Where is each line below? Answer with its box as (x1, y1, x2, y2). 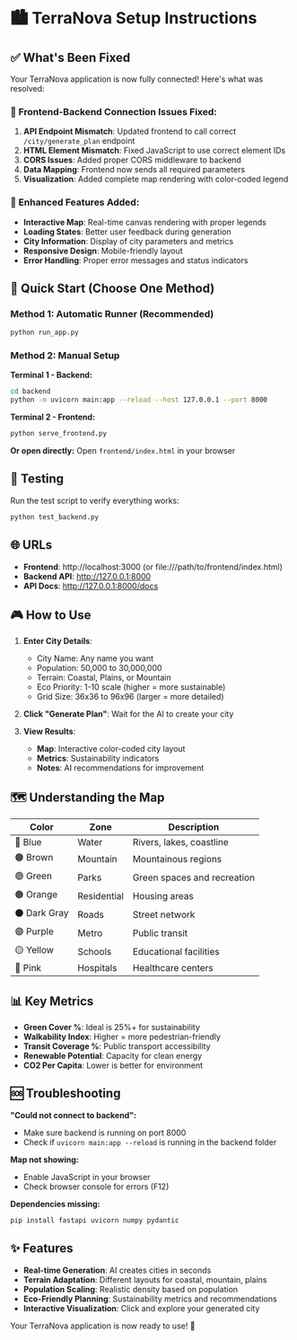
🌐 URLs (10, 537, 53, 553)
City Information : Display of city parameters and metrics (22, 235, 234, 246)
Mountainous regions (132, 852, 223, 865)
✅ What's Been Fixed (10, 49, 131, 65)
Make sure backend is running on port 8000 (22, 1127, 187, 1138)
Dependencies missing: (10, 1198, 101, 1209)
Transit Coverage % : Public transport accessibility (22, 1041, 211, 1052)
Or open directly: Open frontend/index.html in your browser (10, 445, 236, 456)
